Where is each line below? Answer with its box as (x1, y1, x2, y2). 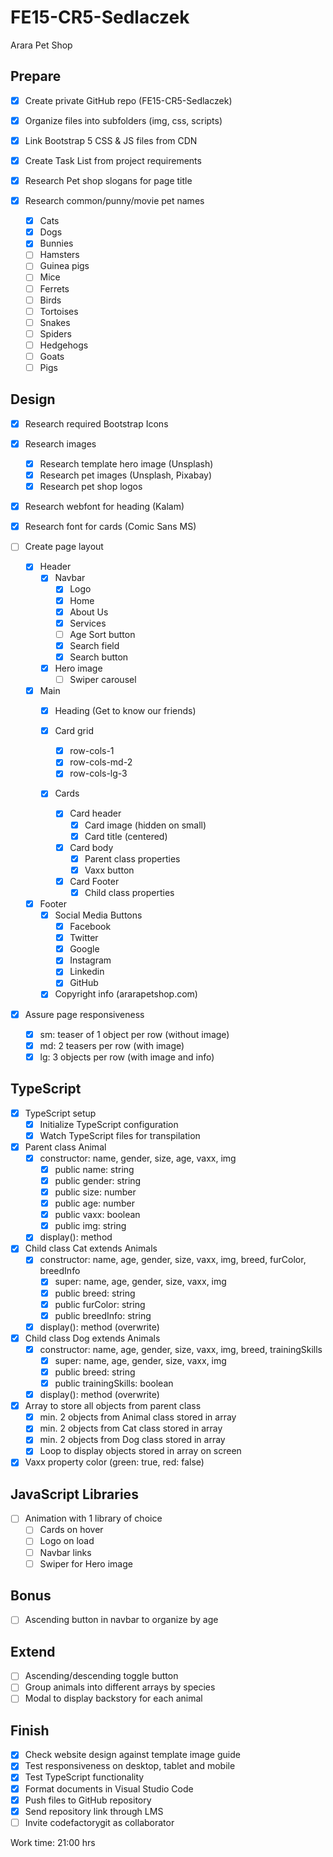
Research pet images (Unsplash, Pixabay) (39, 469, 213, 481)
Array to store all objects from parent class (24, 1400, 202, 1412)
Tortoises (39, 305, 79, 317)
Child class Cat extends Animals (24, 1242, 158, 1255)
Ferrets (39, 282, 70, 295)
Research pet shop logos (39, 481, 143, 493)
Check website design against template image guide (24, 1749, 241, 1761)
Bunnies (39, 237, 74, 250)
